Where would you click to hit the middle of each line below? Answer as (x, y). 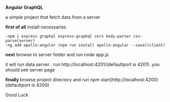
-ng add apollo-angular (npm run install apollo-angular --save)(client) (86, 45)
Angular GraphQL (24, 7)
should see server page (30, 70)
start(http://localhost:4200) (129, 80)
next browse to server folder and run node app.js (57, 55)
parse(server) (20, 41)
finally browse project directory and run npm (53, 80)
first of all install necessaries (36, 27)
